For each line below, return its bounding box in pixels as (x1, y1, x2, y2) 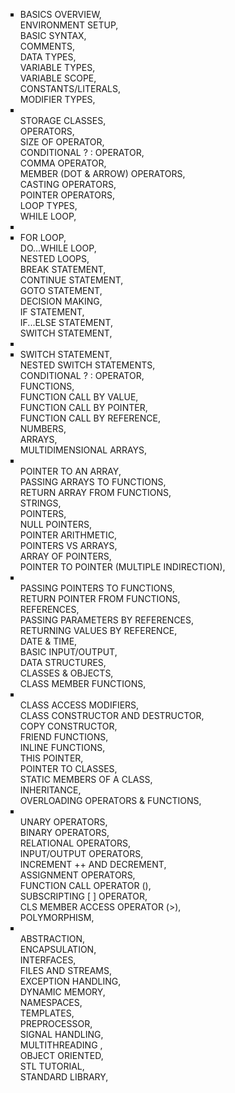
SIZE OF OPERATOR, (19, 136, 105, 148)
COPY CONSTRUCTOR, (19, 720, 118, 732)
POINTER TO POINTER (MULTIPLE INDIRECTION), (19, 561, 226, 573)
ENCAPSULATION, (19, 944, 97, 955)
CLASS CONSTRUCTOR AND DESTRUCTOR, (19, 710, 205, 721)
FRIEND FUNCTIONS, (19, 731, 109, 743)
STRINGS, (19, 497, 62, 509)
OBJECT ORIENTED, (19, 1050, 104, 1061)
